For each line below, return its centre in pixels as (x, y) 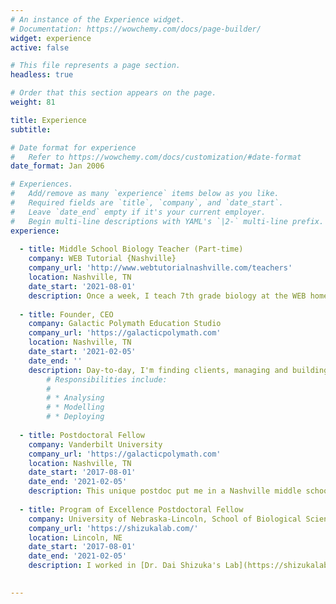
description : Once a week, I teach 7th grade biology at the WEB (167, 296)
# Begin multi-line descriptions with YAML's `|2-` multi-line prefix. (167, 221)
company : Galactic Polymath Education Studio (125, 324)
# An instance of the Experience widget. (98, 19)
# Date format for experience (73, 147)
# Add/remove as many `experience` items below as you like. (145, 194)
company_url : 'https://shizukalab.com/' (113, 528)
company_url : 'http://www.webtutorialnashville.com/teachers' (160, 268)
